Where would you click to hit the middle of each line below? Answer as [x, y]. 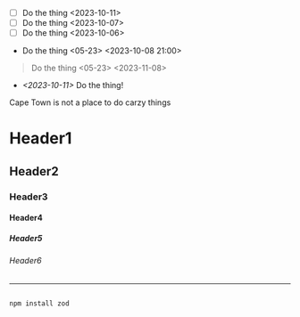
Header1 [41, 138]
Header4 [26, 218]
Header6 [25, 261]
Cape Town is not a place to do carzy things [90, 102]
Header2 [34, 171]
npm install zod [39, 303]
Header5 [26, 238]
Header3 [29, 197]
